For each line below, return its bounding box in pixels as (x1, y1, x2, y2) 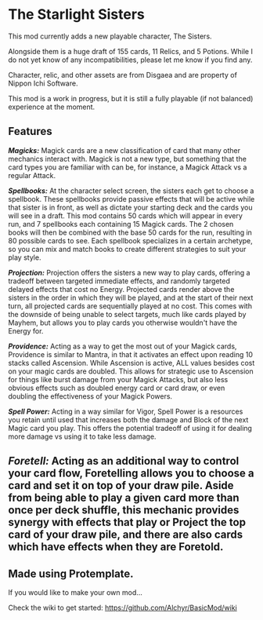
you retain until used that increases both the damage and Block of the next (8, 414, 249, 425)
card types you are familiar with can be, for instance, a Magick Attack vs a (8, 162, 247, 172)
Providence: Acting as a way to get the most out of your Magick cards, (8, 341, 237, 351)
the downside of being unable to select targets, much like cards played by (8, 309, 247, 319)
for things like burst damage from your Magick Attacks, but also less (8, 374, 229, 384)
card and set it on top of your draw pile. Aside (8, 479, 234, 492)
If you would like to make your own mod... (8, 587, 143, 597)
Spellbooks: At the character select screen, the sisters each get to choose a (8, 186, 254, 195)
